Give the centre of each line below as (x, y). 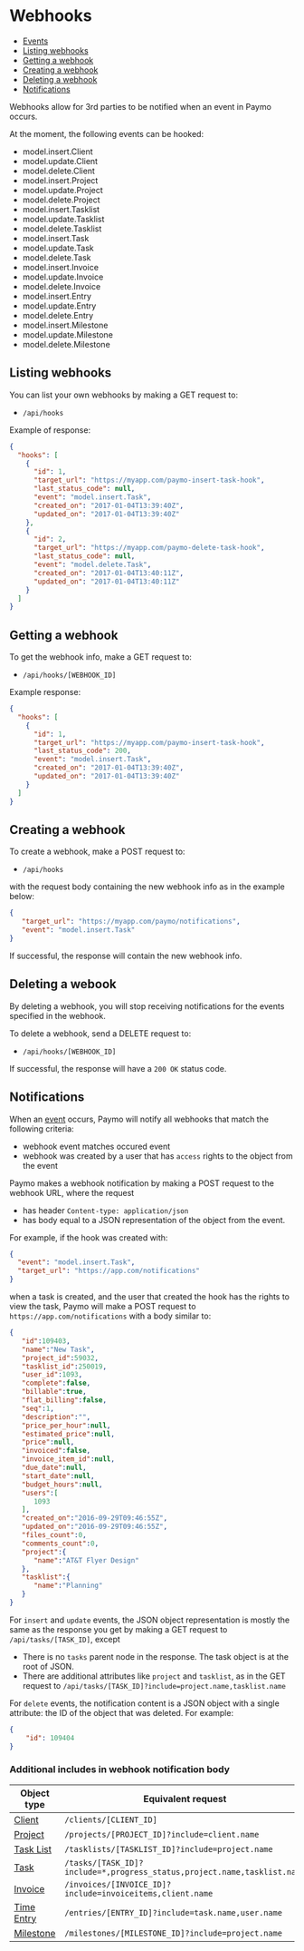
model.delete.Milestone (66, 344)
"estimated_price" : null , (68, 1434)
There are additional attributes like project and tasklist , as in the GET (154, 1676)
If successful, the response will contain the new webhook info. (126, 956)
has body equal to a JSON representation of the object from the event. (154, 1220)
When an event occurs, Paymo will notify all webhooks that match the (139, 1119)
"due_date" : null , (54, 1467)
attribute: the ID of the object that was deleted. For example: (121, 1712)
